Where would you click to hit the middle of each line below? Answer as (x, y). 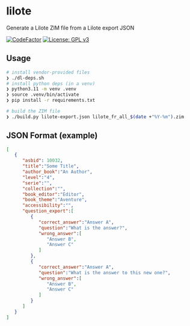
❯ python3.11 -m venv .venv (41, 89)
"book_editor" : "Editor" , (53, 194)
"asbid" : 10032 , (42, 161)
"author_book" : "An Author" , (57, 172)
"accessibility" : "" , (48, 205)
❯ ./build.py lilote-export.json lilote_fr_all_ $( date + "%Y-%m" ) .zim (95, 117)
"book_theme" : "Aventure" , (54, 200)
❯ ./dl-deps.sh (25, 78)
